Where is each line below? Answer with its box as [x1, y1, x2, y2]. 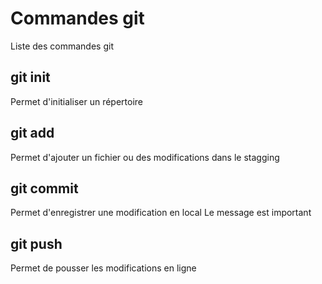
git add [10, 125, 55, 142]
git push [10, 235, 63, 252]
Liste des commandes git [10, 40, 114, 52]
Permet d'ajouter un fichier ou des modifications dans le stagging [10, 151, 280, 163]
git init [10, 69, 51, 86]
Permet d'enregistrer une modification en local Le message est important [10, 207, 312, 219]
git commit [10, 180, 79, 197]
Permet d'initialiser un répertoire [10, 95, 143, 107]
